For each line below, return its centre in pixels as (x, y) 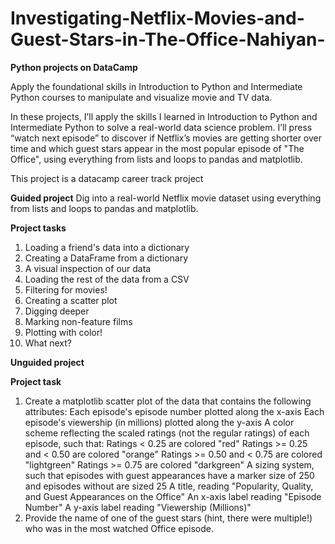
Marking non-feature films (78, 321)
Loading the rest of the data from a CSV (107, 279)
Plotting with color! (63, 332)
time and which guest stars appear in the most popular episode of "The (157, 148)
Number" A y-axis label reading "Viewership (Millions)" (138, 507)
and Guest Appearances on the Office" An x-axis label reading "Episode (173, 496)
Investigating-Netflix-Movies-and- (157, 18)
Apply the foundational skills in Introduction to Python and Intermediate (156, 86)
